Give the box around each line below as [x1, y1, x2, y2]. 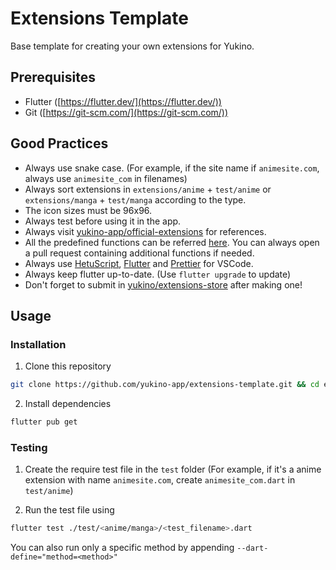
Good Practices [10, 135, 109, 152]
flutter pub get [10, 417, 78, 427]
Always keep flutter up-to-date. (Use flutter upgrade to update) [24, 268, 292, 280]
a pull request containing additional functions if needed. [24, 247, 255, 259]
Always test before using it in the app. [24, 215, 182, 227]
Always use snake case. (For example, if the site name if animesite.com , [24, 162, 320, 174]
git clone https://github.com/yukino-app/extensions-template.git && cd [10, 380, 320, 390]
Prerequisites [10, 69, 96, 86]
